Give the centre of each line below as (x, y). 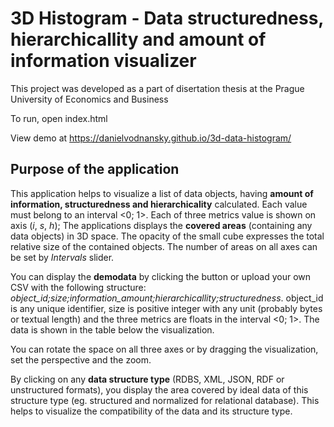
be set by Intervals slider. (62, 257)
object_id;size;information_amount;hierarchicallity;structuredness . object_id (167, 298)
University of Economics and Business (89, 99)
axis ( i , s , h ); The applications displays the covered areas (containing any (161, 225)
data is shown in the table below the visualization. (112, 329)
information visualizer (103, 61)
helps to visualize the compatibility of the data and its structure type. (151, 411)
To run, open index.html (59, 118)
